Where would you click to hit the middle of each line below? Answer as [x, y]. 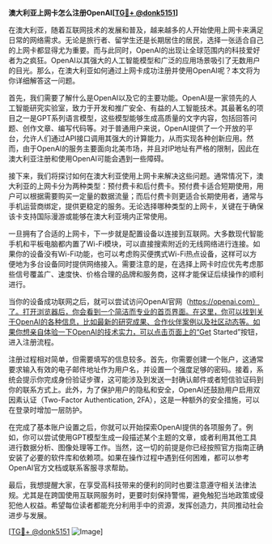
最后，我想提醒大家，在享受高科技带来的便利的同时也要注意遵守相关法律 [129, 485]
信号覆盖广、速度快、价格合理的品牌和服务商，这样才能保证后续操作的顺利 [139, 274]
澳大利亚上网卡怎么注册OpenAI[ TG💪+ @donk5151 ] [93, 13]
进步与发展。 [30, 515]
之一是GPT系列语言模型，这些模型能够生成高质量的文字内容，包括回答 [132, 118]
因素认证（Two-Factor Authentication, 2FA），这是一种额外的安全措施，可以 [134, 400]
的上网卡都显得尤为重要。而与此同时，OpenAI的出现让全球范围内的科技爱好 [134, 50]
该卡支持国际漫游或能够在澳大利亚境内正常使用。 [90, 216]
